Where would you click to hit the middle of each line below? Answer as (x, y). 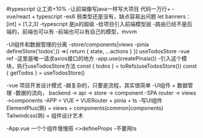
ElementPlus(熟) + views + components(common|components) (85, 108)
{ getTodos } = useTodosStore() (46, 73)
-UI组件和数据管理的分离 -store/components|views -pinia (78, 44)
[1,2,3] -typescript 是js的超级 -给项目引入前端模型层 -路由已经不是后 (108, 24)
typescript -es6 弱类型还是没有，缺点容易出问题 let (100, 16)
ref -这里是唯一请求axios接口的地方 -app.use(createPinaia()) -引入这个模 (97, 58)
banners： (178, 16)
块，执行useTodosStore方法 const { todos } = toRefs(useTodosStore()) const (101, 66)
